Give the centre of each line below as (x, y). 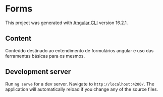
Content (18, 38)
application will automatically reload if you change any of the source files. (82, 89)
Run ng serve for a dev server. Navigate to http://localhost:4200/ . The (80, 84)
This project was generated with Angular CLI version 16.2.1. (67, 23)
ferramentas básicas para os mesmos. (45, 56)
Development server (38, 72)
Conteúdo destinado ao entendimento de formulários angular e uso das (79, 50)
